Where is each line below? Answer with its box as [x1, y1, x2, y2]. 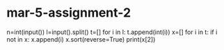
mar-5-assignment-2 [6, 5, 131, 21]
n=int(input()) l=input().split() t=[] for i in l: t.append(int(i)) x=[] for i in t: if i [6, 28, 218, 36]
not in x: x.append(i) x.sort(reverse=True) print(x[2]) [6, 35, 156, 43]
